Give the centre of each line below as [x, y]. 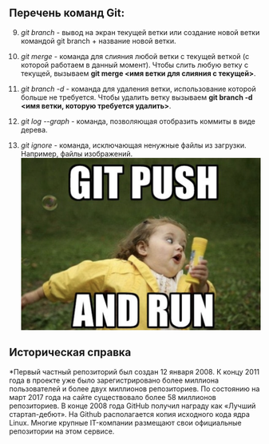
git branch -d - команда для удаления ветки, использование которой [138, 89]
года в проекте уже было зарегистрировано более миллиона [114, 380]
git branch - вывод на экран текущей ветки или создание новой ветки [140, 32]
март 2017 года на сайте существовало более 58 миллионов [113, 397]
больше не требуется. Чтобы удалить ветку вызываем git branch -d [136, 97]
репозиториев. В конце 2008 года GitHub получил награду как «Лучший [133, 406]
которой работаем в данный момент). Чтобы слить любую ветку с [134, 65]
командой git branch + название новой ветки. [98, 41]
